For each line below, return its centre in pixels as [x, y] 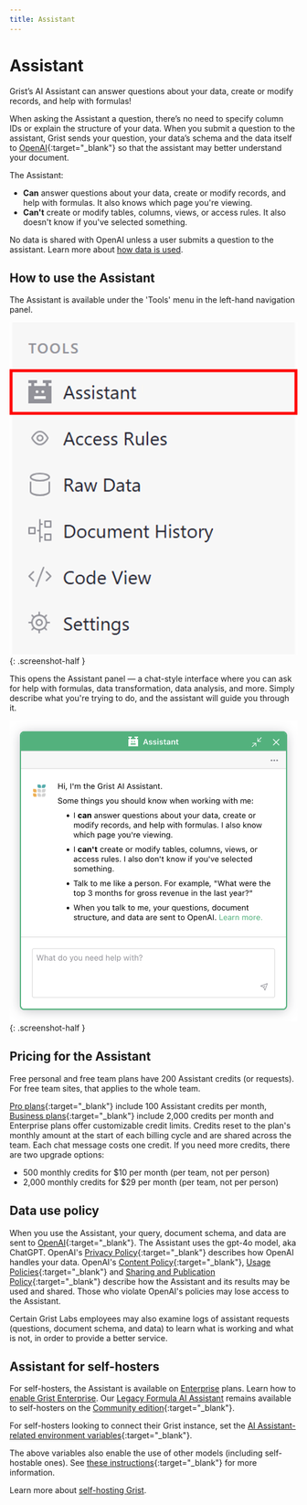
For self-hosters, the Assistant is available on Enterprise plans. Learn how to [153, 1389]
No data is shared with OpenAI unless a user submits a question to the [142, 240]
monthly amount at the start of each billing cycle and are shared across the [151, 1135]
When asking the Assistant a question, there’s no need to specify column [147, 118]
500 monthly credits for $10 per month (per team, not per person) [146, 1172]
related [23, 1436]
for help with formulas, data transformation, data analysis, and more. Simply [152, 688]
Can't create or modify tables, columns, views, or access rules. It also [154, 212]
